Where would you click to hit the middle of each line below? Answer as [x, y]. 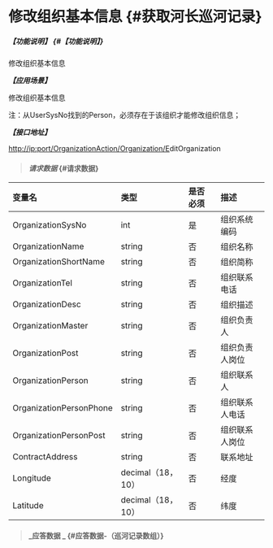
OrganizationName [48, 246]
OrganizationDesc [47, 304]
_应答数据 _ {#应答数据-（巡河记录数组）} [96, 535]
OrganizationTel [43, 283]
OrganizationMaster [50, 326]
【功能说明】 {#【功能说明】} [56, 41]
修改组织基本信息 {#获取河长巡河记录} [135, 17]
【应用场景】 [30, 80]
